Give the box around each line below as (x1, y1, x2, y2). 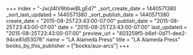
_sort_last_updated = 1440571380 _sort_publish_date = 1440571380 (6, 11, 170, 18)
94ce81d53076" (6, 36, 45, 43)
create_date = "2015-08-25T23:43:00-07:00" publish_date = (6, 18, 153, 24)
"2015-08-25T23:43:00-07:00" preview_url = (6, 30, 116, 37)
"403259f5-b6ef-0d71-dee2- (116, 30, 188, 37)
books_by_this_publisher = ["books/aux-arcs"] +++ (6, 42, 130, 49)
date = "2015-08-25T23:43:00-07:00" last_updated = (57, 23, 188, 30)
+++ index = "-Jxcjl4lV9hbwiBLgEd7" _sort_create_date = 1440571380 (6, 5, 177, 12)
